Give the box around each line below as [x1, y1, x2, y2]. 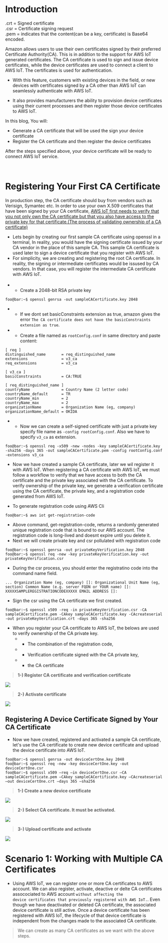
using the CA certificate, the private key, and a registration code [12, 488, 145, 494]
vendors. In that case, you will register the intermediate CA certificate [12, 265, 156, 272]
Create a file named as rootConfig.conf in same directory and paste [20, 332, 160, 338]
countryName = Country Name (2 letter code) [5, 387, 129, 392]
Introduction [5, 4, 58, 15]
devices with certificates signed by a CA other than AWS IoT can [12, 82, 146, 88]
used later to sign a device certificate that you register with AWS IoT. [12, 250, 154, 256]
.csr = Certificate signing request [5, 25, 74, 31]
